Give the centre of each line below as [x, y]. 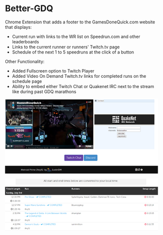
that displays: [18, 27]
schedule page [27, 81]
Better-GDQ [29, 9]
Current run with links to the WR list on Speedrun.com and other [76, 36]
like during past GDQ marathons [44, 91]
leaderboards [25, 41]
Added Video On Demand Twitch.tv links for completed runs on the [79, 76]
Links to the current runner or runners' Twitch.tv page [66, 47]
